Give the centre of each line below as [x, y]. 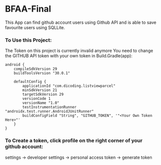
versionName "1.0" [41, 103]
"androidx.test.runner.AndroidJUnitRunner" [50, 112]
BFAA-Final [28, 9]
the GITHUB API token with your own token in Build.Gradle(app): [69, 56]
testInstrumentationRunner [50, 107]
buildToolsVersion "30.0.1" [42, 73]
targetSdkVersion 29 [43, 95]
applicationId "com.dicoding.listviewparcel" [69, 86]
